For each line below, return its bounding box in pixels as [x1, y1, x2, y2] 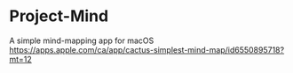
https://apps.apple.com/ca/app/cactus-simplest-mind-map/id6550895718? [9, 44, 285, 55]
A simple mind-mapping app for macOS [9, 35, 154, 46]
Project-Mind [9, 6, 109, 26]
